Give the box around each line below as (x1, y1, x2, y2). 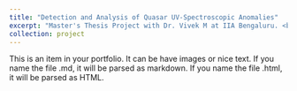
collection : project (9, 29, 86, 38)
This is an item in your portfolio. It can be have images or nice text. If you (9, 54, 274, 64)
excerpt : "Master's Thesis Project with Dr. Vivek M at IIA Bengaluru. (9, 21, 278, 30)
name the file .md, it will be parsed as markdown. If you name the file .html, (9, 63, 283, 73)
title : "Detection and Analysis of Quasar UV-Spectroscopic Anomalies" (9, 12, 278, 22)
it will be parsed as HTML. (9, 72, 104, 83)
